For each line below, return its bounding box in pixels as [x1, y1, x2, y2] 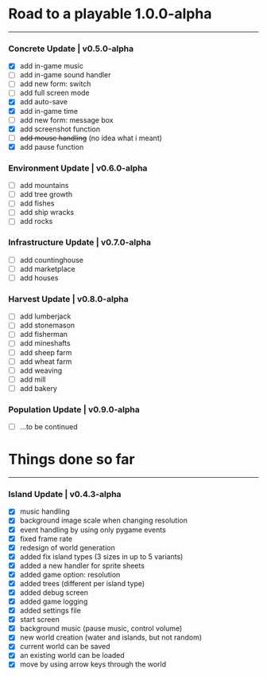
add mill [19, 374, 46, 384]
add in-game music [19, 61, 83, 71]
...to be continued [19, 422, 78, 432]
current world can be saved [19, 642, 110, 652]
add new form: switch [19, 79, 91, 88]
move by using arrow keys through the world [19, 659, 167, 669]
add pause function [19, 142, 84, 151]
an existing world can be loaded [19, 651, 125, 660]
